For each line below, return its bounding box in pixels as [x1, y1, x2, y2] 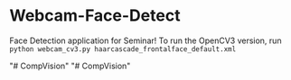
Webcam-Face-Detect [9, 5, 181, 26]
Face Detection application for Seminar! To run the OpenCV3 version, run [9, 35, 282, 46]
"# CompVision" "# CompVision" [9, 60, 131, 71]
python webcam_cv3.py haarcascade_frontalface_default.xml [9, 44, 237, 54]
